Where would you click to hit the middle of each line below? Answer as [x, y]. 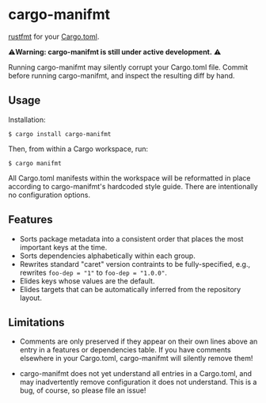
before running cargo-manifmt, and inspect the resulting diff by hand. [122, 75]
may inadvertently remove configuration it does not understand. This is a [138, 382]
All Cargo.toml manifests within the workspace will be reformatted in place [129, 178]
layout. [30, 298]
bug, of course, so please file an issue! [83, 390]
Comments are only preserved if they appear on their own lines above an [139, 341]
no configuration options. [49, 195]
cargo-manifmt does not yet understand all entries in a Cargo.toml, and [135, 374]
